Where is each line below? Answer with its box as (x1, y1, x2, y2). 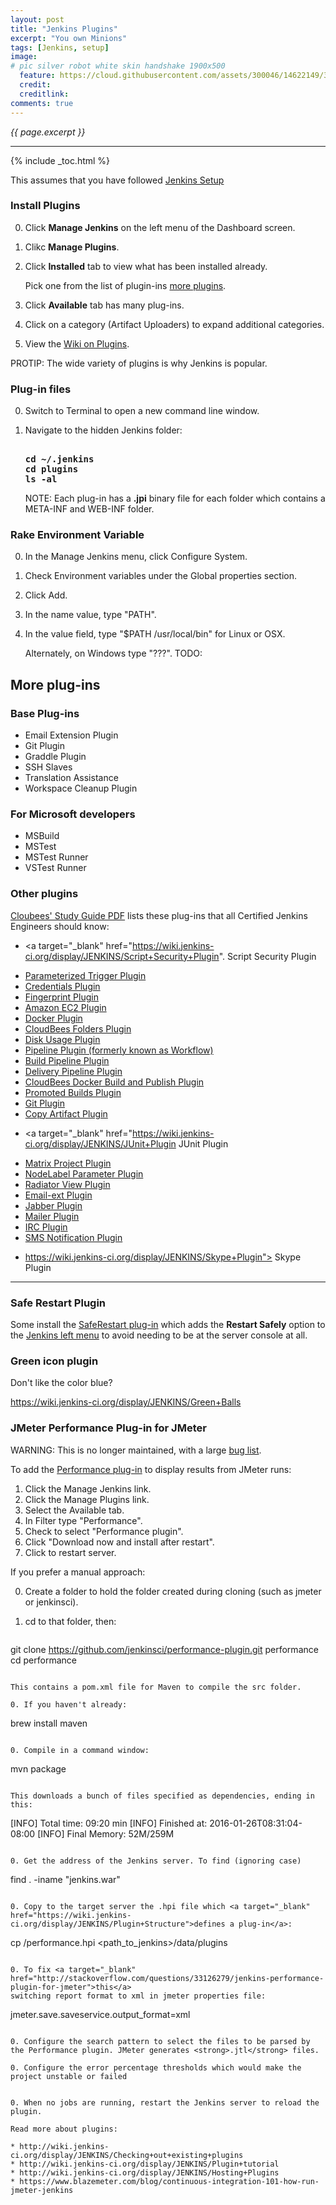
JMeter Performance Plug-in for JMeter (10, 1421, 207, 1435)
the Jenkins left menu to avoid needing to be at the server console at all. (10, 1329, 308, 1341)
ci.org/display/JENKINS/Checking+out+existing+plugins (10, 2150, 244, 2160)
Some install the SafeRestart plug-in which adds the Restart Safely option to (10, 1318, 326, 1330)
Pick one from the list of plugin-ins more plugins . (24, 279, 227, 291)
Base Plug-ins (10, 706, 80, 720)
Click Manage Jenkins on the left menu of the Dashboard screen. (24, 221, 296, 233)
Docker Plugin (24, 1012, 83, 1024)
